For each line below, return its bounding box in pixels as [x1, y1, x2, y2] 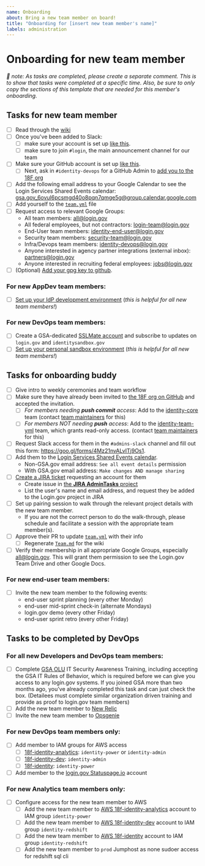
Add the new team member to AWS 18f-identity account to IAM [24, 832, 184, 840]
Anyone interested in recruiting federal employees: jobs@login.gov [24, 259, 193, 267]
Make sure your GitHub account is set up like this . [15, 160, 141, 168]
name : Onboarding [6, 9, 51, 15]
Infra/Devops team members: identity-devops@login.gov [24, 240, 168, 248]
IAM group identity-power [24, 812, 91, 820]
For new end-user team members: [6, 575, 110, 583]
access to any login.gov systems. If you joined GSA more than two [15, 679, 182, 686]
